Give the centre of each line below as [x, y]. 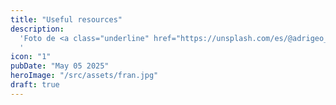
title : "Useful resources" [66, 19]
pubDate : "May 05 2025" [60, 66]
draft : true [35, 85]
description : [37, 29]
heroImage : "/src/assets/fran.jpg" [84, 76]
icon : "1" [31, 57]
